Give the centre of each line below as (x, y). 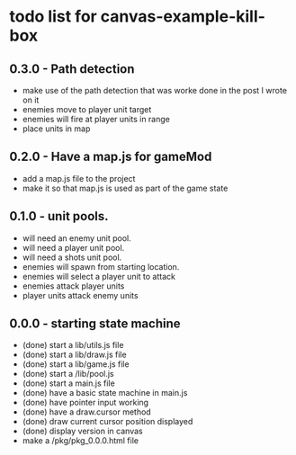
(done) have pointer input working (85, 403)
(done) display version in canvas (82, 431)
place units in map (56, 129)
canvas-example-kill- (183, 17)
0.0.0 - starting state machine (95, 324)
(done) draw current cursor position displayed (108, 422)
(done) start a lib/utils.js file (73, 345)
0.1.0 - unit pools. (59, 216)
